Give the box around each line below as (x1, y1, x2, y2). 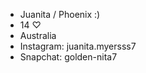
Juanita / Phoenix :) (19, 9, 101, 20)
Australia (19, 30, 57, 41)
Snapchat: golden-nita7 (19, 51, 118, 63)
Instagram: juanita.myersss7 (19, 40, 137, 52)
